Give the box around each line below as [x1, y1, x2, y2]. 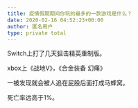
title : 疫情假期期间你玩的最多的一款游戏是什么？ [7, 10, 132, 17]
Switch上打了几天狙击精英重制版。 [7, 49, 106, 57]
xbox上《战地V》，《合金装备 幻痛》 [7, 64, 106, 73]
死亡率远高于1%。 [7, 93, 59, 102]
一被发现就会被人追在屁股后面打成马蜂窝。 [7, 79, 129, 87]
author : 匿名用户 [7, 23, 53, 30]
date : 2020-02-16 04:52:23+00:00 [7, 17, 104, 24]
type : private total [7, 29, 67, 37]
